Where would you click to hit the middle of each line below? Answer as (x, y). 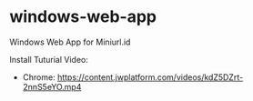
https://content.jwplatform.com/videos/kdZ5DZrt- (151, 77)
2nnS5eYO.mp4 (52, 86)
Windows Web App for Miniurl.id (70, 42)
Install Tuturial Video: (49, 59)
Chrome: (39, 77)
